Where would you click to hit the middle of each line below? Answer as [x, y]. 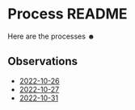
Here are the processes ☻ [51, 36]
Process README [67, 14]
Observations [43, 61]
